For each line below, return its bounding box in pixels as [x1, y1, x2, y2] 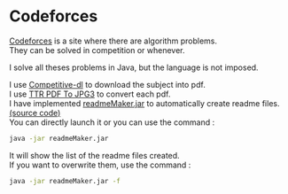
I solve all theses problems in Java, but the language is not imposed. [9, 62, 259, 73]
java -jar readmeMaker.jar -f [9, 176, 121, 185]
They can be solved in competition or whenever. [9, 44, 185, 55]
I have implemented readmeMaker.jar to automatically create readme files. [9, 97, 280, 108]
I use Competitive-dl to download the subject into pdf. [9, 79, 206, 89]
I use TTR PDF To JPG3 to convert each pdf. [9, 89, 171, 99]
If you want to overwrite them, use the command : [9, 159, 191, 170]
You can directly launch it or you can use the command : [9, 117, 215, 128]
